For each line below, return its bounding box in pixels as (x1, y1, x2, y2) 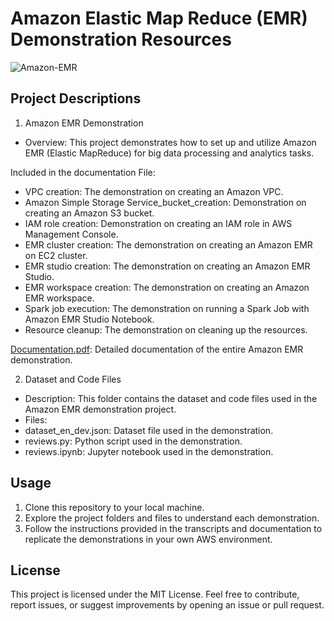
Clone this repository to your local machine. (24, 501, 205, 513)
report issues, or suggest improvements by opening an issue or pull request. (10, 599, 325, 611)
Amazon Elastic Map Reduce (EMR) (10, 7, 308, 30)
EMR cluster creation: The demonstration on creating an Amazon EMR (24, 238, 313, 251)
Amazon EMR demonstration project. (24, 403, 177, 415)
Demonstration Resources (10, 28, 232, 51)
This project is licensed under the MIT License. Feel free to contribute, (10, 588, 300, 601)
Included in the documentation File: (10, 166, 156, 178)
